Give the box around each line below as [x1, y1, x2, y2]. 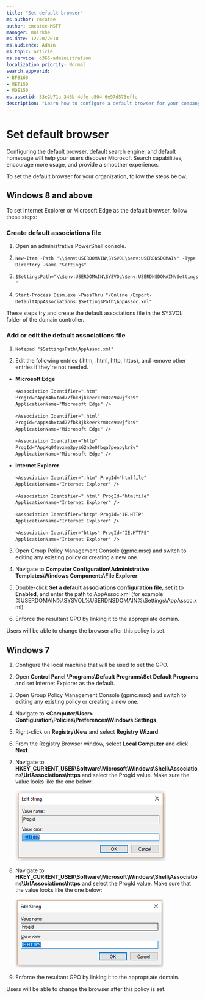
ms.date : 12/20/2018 [6, 36, 59, 42]
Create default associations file [6, 228, 102, 237]
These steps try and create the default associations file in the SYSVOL [6, 309, 183, 317]
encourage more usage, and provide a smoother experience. [6, 160, 159, 168]
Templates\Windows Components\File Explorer [15, 572, 138, 579]
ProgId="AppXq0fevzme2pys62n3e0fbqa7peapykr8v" [15, 445, 138, 451]
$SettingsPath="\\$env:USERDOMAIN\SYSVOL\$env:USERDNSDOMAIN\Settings [15, 273, 199, 280]
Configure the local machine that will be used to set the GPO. [15, 662, 169, 669]
